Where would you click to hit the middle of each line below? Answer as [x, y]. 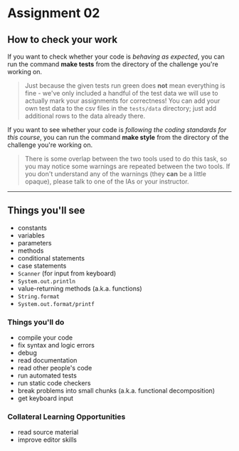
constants [32, 228]
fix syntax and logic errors [56, 345]
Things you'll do [36, 322]
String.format [38, 297]
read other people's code [55, 368]
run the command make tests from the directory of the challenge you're [113, 64]
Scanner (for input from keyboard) [67, 273]
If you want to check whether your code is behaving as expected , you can [116, 56]
